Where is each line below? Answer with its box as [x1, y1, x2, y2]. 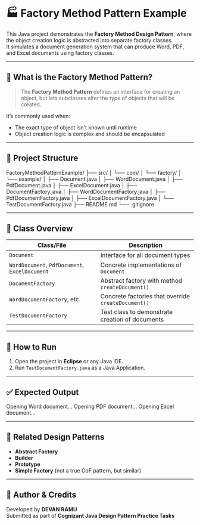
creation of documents [100, 316, 164, 324]
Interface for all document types [100, 251, 190, 260]
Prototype [14, 461, 40, 468]
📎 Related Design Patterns [6, 432, 105, 442]
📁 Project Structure [6, 153, 79, 163]
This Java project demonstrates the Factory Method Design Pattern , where [6, 30, 192, 38]
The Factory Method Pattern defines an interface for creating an [20, 88, 180, 95]
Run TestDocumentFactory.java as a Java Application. [14, 364, 146, 372]
